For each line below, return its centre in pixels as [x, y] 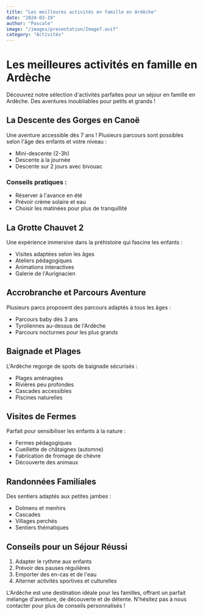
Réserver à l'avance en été [48, 195]
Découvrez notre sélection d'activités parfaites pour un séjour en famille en [101, 95]
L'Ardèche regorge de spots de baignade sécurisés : [72, 366]
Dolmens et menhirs [40, 508]
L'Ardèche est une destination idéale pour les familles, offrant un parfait [96, 593]
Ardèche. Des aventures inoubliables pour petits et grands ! [81, 101]
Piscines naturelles [39, 397]
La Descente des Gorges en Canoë [73, 120]
